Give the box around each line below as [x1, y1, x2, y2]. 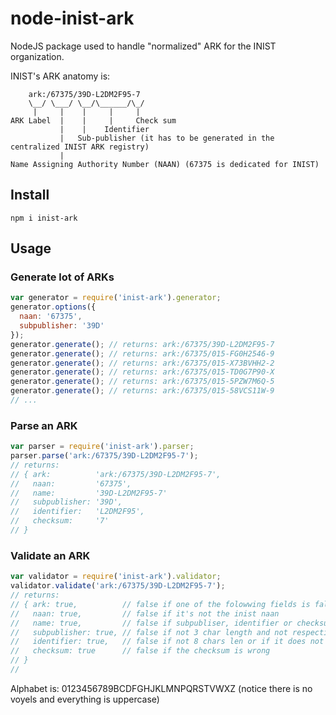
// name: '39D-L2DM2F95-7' [10, 488, 168, 498]
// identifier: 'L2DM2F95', [10, 507, 145, 517]
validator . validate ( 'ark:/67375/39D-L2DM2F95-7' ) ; [10, 581, 226, 591]
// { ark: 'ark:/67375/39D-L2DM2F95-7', [10, 469, 222, 479]
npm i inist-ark [10, 213, 78, 223]
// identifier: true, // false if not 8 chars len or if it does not [10, 637, 325, 647]
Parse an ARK [10, 418, 78, 432]
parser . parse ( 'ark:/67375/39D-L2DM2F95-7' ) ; [10, 451, 199, 461]
